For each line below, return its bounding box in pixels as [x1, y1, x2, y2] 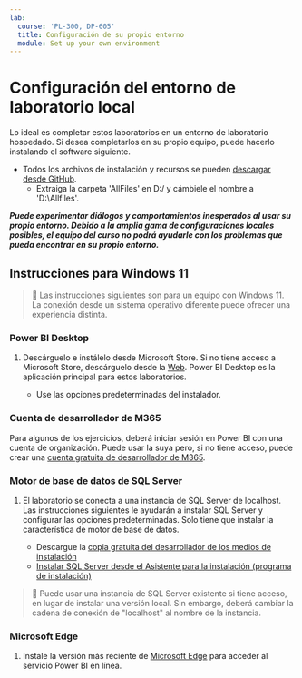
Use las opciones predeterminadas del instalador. [35, 389, 222, 400]
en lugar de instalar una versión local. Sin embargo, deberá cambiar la [31, 597, 294, 608]
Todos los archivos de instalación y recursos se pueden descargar [22, 164, 271, 175]
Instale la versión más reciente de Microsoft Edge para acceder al [22, 651, 268, 662]
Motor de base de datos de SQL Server [9, 474, 183, 486]
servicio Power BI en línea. [22, 660, 122, 672]
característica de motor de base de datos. [22, 524, 180, 535]
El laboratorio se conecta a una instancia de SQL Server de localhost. [22, 495, 282, 506]
